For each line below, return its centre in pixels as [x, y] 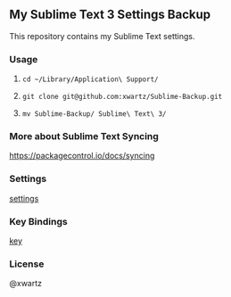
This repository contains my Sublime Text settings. [102, 36]
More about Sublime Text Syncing [84, 136]
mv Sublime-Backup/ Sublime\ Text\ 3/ [94, 114]
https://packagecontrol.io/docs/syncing [82, 156]
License [27, 264]
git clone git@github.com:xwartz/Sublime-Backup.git [122, 97]
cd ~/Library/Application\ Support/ [90, 79]
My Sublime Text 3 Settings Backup [110, 15]
